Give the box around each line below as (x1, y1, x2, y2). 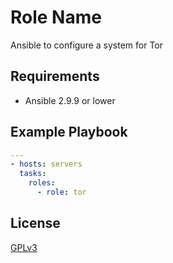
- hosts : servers (10, 159, 83, 170)
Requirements (10, 68, 100, 85)
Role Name (10, 6, 102, 29)
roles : (28, 178, 56, 188)
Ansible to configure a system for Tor (10, 39, 164, 51)
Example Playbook (10, 124, 128, 141)
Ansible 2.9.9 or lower (24, 94, 116, 106)
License (10, 215, 61, 232)
